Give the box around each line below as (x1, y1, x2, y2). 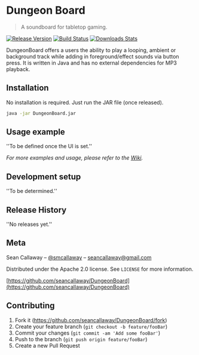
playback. (6, 65, 30, 72)
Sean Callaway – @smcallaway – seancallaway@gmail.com (6, 253, 152, 261)
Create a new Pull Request (14, 342, 81, 349)
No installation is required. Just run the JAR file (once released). (6, 99, 164, 106)
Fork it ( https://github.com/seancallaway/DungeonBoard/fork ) (14, 316, 167, 323)
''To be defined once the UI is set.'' (6, 143, 93, 150)
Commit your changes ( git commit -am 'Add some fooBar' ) (14, 329, 161, 336)
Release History (6, 204, 67, 215)
